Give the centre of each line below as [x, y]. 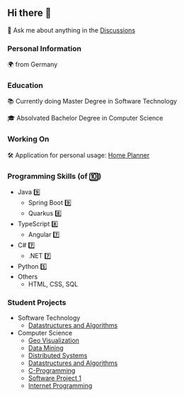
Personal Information [44, 48]
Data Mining [46, 348]
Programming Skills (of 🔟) [54, 176]
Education [25, 86]
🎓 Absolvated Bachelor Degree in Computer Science [85, 118]
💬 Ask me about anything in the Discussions [71, 30]
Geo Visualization [54, 340]
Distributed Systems [58, 356]
